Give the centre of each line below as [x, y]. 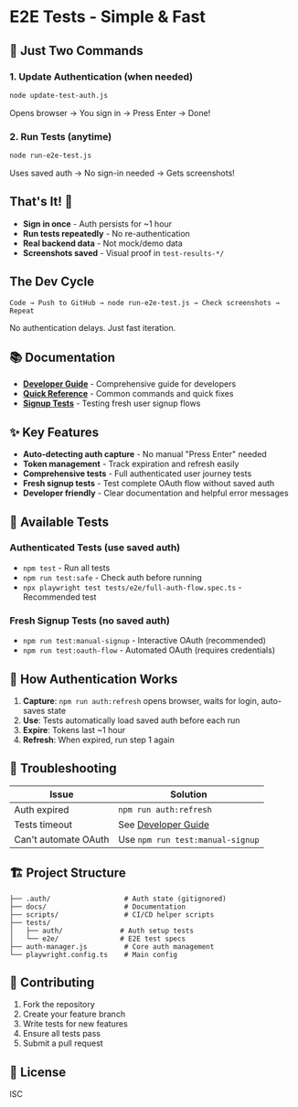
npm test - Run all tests [66, 568]
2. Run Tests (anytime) [61, 136]
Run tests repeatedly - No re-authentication [106, 233]
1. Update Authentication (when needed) [101, 77]
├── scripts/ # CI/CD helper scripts [112, 915]
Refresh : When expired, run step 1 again [99, 740]
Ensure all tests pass [61, 1034]
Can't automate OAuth [62, 839]
